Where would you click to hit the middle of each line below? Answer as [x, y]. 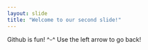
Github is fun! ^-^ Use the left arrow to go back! [74, 39]
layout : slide [28, 13]
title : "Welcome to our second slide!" [64, 20]
